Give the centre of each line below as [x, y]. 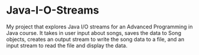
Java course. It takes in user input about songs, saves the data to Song [94, 33]
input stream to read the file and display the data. [67, 46]
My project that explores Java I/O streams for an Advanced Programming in [99, 27]
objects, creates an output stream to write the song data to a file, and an [95, 39]
